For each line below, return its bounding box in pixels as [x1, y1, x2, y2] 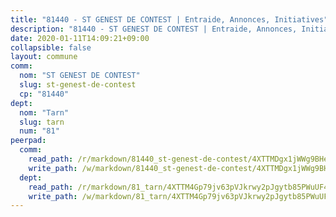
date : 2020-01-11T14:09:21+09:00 [10, 33, 150, 43]
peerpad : [10, 136, 47, 146]
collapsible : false [10, 42, 92, 53]
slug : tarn [19, 117, 65, 127]
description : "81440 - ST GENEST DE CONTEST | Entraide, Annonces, [10, 24, 298, 34]
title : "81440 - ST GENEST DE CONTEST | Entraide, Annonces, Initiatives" [10, 14, 329, 25]
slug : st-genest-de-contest [19, 80, 137, 90]
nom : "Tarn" [19, 107, 70, 118]
